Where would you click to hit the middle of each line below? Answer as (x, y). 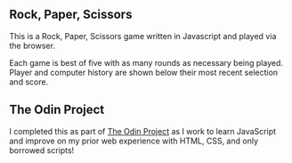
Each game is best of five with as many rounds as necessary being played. (146, 62)
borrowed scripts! (42, 150)
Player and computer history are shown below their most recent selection (144, 72)
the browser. (32, 45)
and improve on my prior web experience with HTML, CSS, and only (134, 141)
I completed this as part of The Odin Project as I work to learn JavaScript (143, 131)
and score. (29, 81)
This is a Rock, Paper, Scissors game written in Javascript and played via (143, 36)
